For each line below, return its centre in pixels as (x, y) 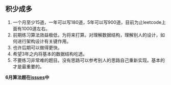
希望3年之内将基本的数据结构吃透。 (50, 54)
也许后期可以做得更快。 (37, 48)
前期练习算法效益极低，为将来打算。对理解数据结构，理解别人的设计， (87, 35)
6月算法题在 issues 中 (27, 77)
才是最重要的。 (28, 66)
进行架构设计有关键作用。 (44, 41)
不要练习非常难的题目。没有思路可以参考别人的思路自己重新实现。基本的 (89, 60)
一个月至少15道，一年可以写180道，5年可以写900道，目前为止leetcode (87, 22)
